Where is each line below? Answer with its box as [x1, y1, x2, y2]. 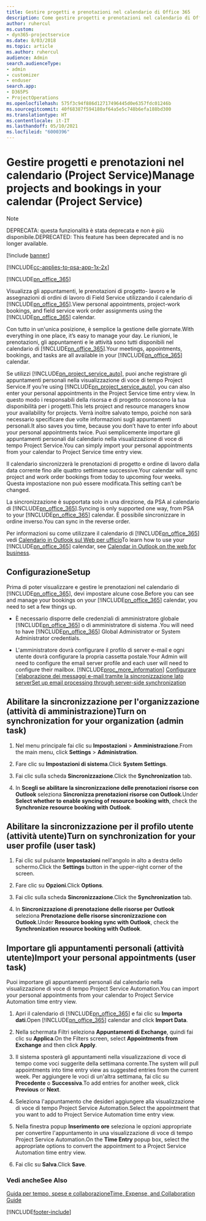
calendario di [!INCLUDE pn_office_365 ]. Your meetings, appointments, [6, 345, 183, 352]
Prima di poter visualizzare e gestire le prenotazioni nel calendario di [6, 583, 180, 590]
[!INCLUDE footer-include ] [6, 1208, 72, 1216]
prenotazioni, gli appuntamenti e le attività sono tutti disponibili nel [6, 338, 174, 346]
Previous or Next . [15, 1086, 61, 1093]
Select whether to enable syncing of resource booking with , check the [15, 797, 197, 805]
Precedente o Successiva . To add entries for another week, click [15, 1079, 180, 1087]
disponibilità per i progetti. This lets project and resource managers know [6, 402, 189, 410]
